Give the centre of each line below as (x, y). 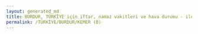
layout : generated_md (33, 11)
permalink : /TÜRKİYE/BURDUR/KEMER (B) (54, 22)
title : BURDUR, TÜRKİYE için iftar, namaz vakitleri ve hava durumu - (95, 17)
